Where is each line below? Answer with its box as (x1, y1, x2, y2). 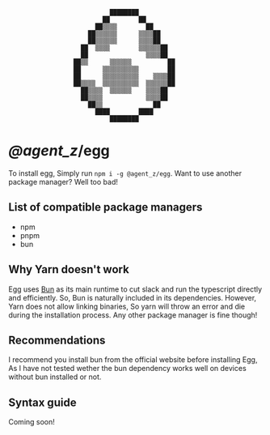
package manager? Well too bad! (8, 177, 119, 186)
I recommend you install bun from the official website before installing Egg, (8, 355, 258, 365)
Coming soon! (8, 417, 55, 427)
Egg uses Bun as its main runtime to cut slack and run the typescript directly (8, 284, 263, 294)
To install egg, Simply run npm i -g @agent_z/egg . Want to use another (8, 168, 243, 178)
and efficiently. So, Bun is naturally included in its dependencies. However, (8, 292, 257, 302)
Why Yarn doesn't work (8, 262, 129, 276)
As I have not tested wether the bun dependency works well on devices (8, 364, 247, 373)
